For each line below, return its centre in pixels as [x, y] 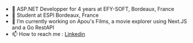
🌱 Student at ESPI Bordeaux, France [55, 15]
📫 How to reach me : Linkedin [48, 34]
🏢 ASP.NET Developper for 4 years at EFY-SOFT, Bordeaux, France [93, 9]
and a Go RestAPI [33, 27]
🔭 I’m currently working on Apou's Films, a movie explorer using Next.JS [99, 21]
